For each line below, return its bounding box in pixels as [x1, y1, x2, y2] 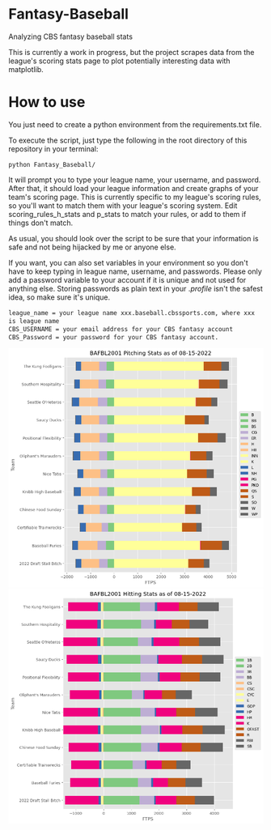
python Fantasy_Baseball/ [8, 160, 95, 168]
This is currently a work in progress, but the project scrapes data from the [8, 47, 255, 57]
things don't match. [8, 218, 74, 228]
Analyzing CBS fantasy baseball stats [8, 32, 133, 41]
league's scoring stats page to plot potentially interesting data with [8, 56, 231, 66]
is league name [8, 317, 60, 325]
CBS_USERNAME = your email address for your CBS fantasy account [8, 325, 233, 333]
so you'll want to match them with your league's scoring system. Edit [8, 200, 238, 211]
